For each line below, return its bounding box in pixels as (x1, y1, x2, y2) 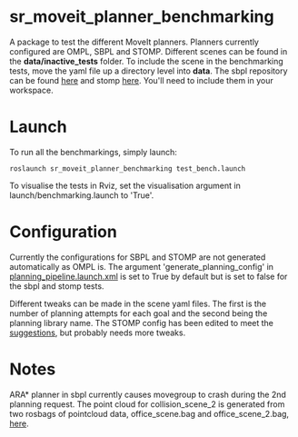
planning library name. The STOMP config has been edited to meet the (9, 317, 274, 328)
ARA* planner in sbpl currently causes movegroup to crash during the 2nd (9, 389, 286, 400)
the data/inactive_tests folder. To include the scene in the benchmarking (9, 55, 283, 66)
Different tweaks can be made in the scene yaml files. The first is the (9, 298, 267, 309)
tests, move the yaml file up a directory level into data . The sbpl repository (9, 65, 288, 76)
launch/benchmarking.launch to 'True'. (9, 189, 154, 201)
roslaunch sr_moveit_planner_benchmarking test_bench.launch (9, 164, 246, 174)
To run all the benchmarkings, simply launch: (9, 146, 177, 157)
